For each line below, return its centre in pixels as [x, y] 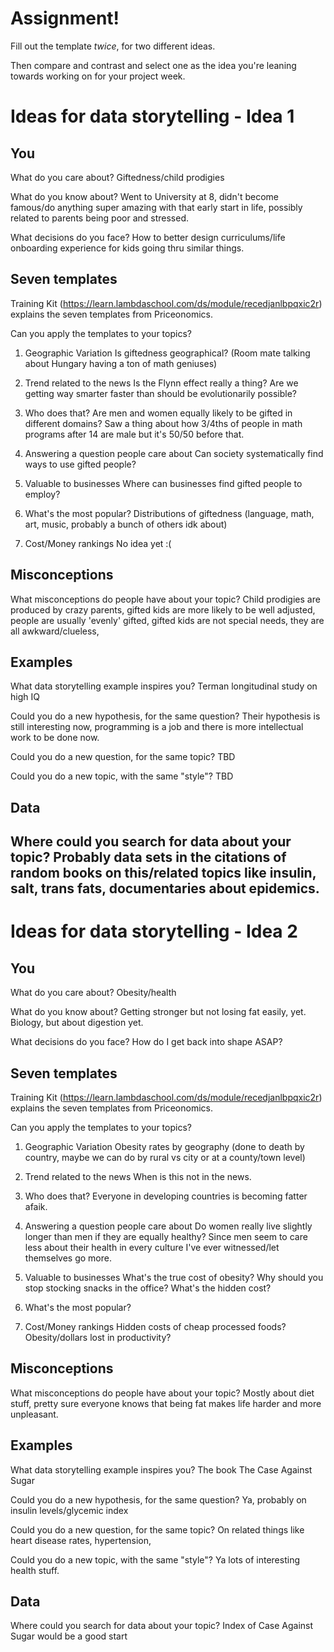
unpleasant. [34, 1414]
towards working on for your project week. [98, 76]
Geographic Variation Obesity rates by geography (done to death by [164, 1146]
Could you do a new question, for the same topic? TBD [123, 757]
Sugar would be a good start [69, 1636]
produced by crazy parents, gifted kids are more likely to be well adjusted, [163, 609]
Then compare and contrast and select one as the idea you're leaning [153, 65]
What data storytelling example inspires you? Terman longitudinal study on [164, 686]
